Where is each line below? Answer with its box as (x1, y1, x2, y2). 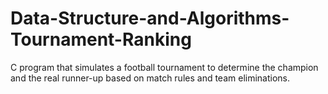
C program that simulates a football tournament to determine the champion (10, 61, 319, 73)
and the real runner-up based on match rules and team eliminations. (10, 72, 291, 84)
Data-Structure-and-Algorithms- (10, 7, 290, 30)
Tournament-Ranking (10, 28, 192, 51)
